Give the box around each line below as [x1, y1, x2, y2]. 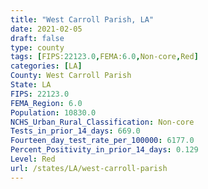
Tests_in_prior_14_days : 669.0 [10, 126, 141, 136]
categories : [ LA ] [10, 61, 83, 71]
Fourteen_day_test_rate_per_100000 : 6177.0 [10, 136, 195, 146]
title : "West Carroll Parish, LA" [10, 14, 155, 25]
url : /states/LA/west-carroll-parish [10, 163, 168, 173]
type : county [10, 42, 65, 53]
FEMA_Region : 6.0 [10, 98, 83, 108]
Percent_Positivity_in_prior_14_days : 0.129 [10, 145, 199, 155]
